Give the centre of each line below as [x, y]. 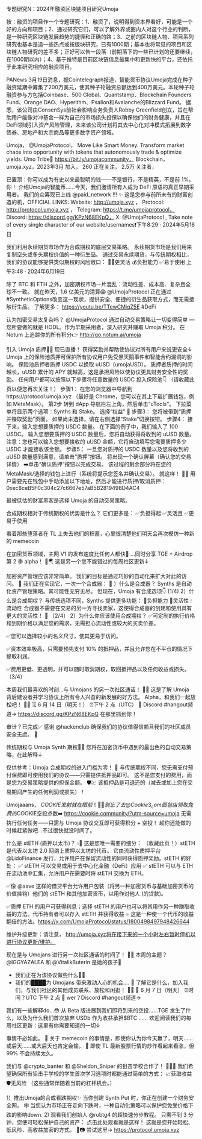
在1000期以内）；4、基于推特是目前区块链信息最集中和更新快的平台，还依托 [100, 59]
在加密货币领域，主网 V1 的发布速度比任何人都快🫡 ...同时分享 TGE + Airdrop [99, 554]
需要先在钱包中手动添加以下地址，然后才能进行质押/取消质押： [89, 481]
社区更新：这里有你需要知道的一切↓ [56, 1025]
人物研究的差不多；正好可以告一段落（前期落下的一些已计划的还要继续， [106, 52]
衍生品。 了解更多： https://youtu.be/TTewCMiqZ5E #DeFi [84, 307]
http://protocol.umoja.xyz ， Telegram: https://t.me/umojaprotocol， [91, 209]
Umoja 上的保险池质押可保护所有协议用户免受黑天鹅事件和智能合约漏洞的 [97, 357]
